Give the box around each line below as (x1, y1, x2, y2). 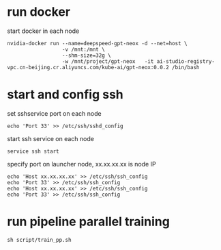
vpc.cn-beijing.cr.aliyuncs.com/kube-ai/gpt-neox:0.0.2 (7, 64, 169, 71)
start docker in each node (7, 27, 80, 35)
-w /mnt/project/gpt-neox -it (61, 58, 154, 65)
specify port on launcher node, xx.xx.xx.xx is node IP (7, 160, 156, 168)
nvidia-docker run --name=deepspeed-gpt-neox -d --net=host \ (7, 40, 188, 47)
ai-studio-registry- (156, 58, 215, 65)
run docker (7, 4, 70, 20)
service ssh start (7, 148, 59, 155)
